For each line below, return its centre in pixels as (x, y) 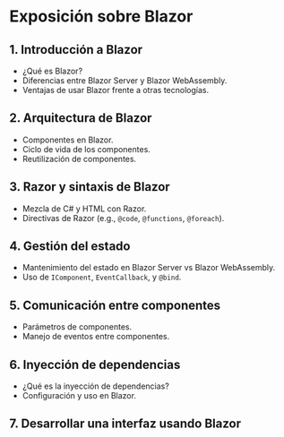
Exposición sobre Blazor (101, 17)
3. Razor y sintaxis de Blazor (90, 187)
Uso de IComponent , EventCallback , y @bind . (102, 277)
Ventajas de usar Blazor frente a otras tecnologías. (115, 90)
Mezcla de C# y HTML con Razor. (84, 209)
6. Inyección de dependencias (95, 364)
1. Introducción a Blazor (76, 50)
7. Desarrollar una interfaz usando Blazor (125, 424)
